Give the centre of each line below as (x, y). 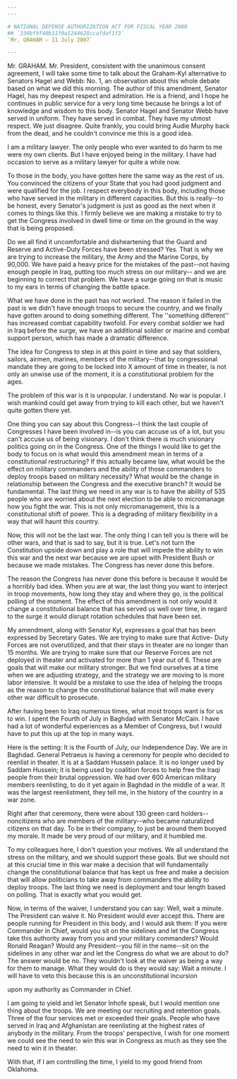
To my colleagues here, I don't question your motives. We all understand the (118, 850)
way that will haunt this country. (54, 522)
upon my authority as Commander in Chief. (70, 989)
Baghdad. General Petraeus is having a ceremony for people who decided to (119, 755)
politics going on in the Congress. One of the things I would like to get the (114, 447)
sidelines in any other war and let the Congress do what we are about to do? (118, 953)
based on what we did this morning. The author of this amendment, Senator (117, 88)
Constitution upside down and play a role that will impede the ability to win (115, 550)
